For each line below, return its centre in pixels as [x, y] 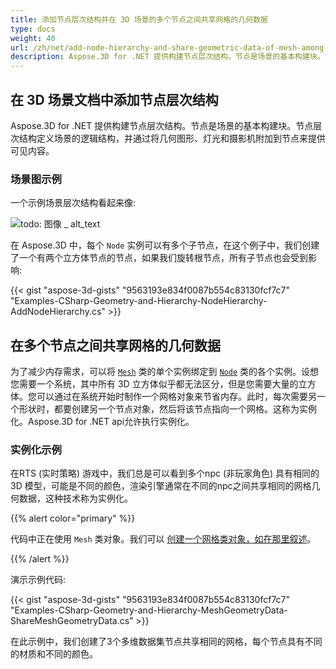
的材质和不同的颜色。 [54, 654]
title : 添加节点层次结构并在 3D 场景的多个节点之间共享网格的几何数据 [139, 19]
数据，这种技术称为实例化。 [75, 498]
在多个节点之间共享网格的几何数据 [115, 345]
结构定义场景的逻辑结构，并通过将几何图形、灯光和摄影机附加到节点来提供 [172, 138]
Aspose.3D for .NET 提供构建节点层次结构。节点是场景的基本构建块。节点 [162, 125]
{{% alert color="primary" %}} [73, 518]
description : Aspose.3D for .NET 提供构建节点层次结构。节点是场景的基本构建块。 [167, 57]
